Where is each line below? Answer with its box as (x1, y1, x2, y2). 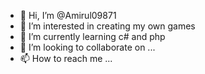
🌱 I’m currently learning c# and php (19, 31, 166, 42)
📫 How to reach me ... (19, 53, 113, 64)
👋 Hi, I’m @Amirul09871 (19, 10, 117, 21)
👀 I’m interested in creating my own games (19, 20, 196, 32)
